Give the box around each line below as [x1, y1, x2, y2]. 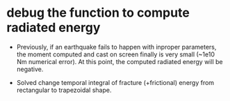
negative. [16, 65, 44, 73]
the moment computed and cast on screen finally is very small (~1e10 [16, 50, 215, 59]
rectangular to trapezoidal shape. [16, 86, 112, 94]
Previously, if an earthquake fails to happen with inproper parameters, [16, 42, 217, 51]
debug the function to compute [6, 5, 190, 21]
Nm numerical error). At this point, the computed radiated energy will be [16, 57, 223, 65]
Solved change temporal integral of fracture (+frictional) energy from [16, 78, 215, 86]
